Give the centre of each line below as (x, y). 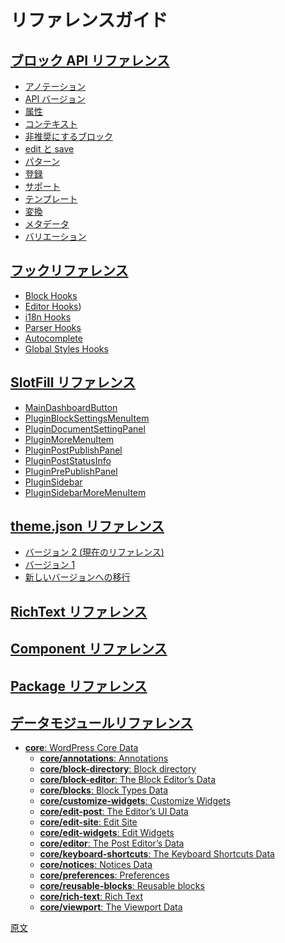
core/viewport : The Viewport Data (111, 907)
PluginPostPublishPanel (73, 450)
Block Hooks (51, 295)
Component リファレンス (89, 649)
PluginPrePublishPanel (71, 471)
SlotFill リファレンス (73, 382)
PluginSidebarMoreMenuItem (85, 492)
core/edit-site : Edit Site (88, 822)
